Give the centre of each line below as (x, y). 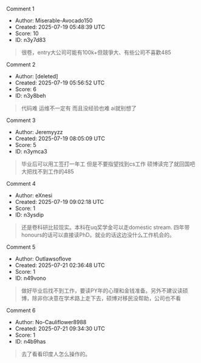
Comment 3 (21, 120)
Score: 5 (26, 145)
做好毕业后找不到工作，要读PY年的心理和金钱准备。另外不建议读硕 (104, 290)
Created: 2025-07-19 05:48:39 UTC (60, 27)
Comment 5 (21, 247)
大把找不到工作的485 (47, 171)
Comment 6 (21, 310)
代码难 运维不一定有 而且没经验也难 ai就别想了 (79, 108)
